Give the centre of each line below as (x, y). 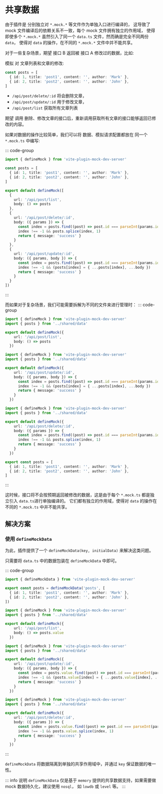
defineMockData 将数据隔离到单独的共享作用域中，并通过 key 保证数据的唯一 (81, 764)
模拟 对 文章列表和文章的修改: (34, 63)
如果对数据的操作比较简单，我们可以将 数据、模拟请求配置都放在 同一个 (76, 135)
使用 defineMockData (28, 539)
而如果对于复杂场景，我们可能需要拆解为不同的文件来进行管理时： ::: (73, 305)
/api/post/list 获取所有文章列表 (45, 108)
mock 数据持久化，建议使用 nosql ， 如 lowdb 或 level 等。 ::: (65, 786)
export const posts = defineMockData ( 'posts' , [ (55, 588)
